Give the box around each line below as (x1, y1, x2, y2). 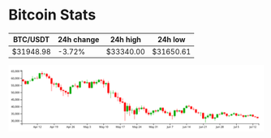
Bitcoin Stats (8, 6, 97, 24)
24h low (157, 35, 186, 45)
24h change (58, 35, 100, 45)
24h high (110, 35, 142, 45)
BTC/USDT (13, 35, 50, 45)
